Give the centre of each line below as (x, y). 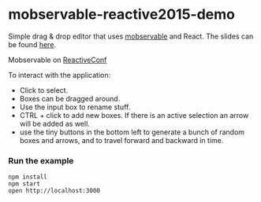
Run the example (41, 160)
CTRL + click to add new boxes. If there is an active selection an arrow (134, 115)
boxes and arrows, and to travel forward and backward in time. (121, 140)
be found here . (32, 44)
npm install (28, 177)
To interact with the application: (60, 75)
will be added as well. (55, 123)
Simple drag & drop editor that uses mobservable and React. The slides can (131, 36)
